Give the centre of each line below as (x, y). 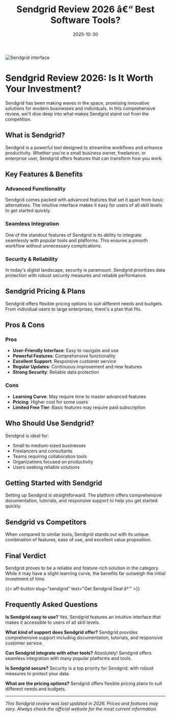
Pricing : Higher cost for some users (50, 402)
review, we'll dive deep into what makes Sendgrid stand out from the (77, 113)
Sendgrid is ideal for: (27, 436)
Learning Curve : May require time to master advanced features (79, 396)
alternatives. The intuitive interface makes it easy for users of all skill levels (84, 205)
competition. (19, 119)
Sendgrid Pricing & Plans (45, 291)
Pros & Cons (25, 325)
